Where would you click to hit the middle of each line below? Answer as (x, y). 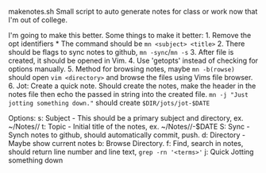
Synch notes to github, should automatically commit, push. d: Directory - (127, 135)
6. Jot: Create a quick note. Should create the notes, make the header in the (132, 86)
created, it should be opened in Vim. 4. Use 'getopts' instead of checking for (133, 60)
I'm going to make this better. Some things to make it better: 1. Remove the (130, 35)
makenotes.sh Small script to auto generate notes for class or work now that (133, 12)
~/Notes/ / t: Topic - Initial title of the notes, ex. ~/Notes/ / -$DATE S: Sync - (129, 127)
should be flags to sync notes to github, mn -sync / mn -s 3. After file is (121, 52)
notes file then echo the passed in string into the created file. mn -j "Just (128, 94)
